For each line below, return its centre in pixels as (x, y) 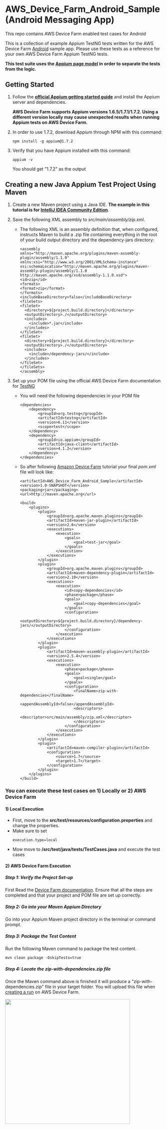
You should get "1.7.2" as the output (49, 169)
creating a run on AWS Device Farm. (42, 992)
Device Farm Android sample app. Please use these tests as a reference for (83, 48)
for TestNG (24, 386)
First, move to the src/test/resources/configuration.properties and (82, 820)
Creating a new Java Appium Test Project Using (81, 185)
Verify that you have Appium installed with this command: (72, 150)
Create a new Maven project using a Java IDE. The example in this (81, 204)
